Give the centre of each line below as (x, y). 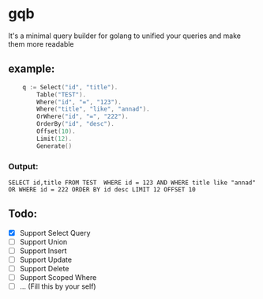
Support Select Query (55, 233)
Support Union (43, 241)
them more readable (41, 44)
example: (32, 69)
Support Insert (43, 251)
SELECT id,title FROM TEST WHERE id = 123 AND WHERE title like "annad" (132, 183)
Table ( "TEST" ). (62, 95)
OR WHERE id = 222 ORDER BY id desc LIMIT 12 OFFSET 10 (102, 189)
